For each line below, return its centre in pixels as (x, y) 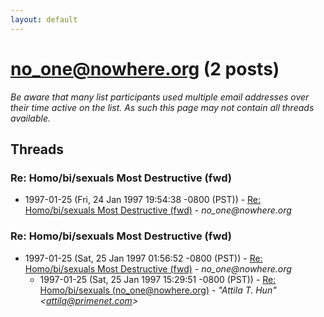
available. (31, 118)
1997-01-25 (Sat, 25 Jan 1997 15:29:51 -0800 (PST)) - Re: (158, 279)
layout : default (44, 19)
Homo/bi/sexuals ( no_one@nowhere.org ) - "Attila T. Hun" (158, 290)
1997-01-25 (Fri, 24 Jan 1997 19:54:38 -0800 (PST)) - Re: (143, 200)
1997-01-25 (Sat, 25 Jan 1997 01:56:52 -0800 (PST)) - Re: (143, 258)
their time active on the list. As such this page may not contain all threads (162, 107)
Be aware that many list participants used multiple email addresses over (160, 97)
